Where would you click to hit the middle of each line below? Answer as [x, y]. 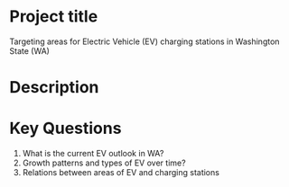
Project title [54, 17]
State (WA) [29, 50]
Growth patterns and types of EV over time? [104, 163]
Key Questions [65, 129]
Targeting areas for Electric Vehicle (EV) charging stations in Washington [144, 41]
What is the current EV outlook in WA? [93, 154]
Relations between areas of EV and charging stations [121, 173]
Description [54, 88]
